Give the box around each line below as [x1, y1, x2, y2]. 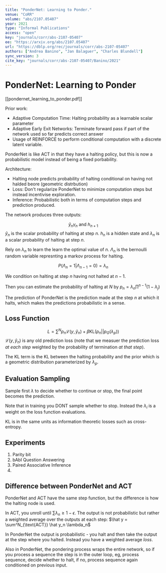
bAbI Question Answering [12, 457, 65, 463]
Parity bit [12, 452, 31, 458]
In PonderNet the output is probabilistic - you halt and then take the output [5, 531, 158, 537]
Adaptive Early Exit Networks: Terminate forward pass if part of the [12, 126, 150, 132]
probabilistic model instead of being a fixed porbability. [5, 157, 118, 163]
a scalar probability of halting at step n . [5, 237, 85, 243]
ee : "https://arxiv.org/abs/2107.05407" [5, 40, 90, 45]
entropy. [5, 424, 22, 430]
